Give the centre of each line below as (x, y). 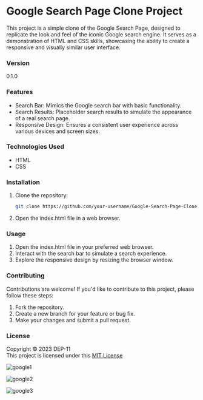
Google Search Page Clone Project (95, 11)
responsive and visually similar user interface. (64, 47)
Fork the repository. (40, 307)
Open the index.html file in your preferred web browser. (84, 247)
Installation (23, 182)
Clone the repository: (42, 195)
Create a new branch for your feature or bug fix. (75, 313)
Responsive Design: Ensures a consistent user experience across (97, 124)
